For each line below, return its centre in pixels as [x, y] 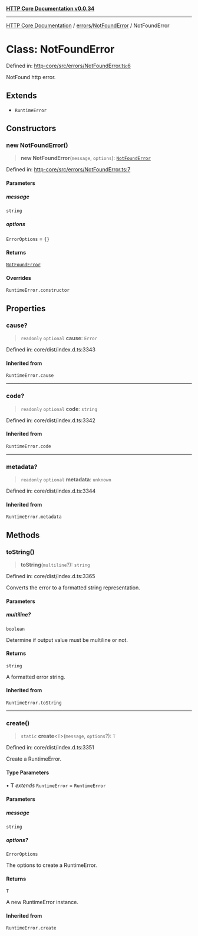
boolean [16, 629]
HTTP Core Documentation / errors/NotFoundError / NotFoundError [88, 25]
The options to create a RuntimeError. [52, 865]
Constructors [31, 128]
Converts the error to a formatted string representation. [73, 588]
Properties [26, 309]
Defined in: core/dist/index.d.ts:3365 [51, 576]
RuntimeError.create [32, 928]
